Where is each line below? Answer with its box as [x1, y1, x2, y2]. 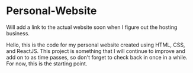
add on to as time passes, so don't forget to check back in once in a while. [6, 54, 188, 61]
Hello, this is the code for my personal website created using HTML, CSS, [6, 41, 185, 48]
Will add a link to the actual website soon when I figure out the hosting [6, 24, 178, 31]
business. [6, 29, 30, 36]
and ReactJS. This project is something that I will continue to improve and [6, 47, 185, 54]
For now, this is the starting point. [6, 60, 88, 67]
